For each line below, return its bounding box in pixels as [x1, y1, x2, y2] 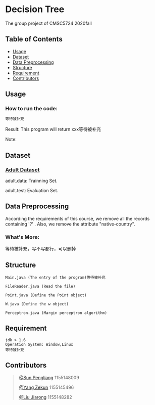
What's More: [5, 234, 39, 241]
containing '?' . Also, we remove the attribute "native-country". [5, 221, 135, 227]
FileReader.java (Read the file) [5, 284, 76, 289]
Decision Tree [5, 4, 65, 15]
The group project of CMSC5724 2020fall [5, 20, 92, 26]
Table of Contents [5, 35, 63, 43]
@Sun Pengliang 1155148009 [19, 374, 79, 380]
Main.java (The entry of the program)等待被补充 [5, 275, 106, 280]
